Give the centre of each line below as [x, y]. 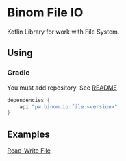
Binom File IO [45, 13]
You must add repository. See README [62, 88]
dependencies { [29, 100]
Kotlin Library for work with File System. [63, 32]
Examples [28, 134]
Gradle [18, 73]
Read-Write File [29, 151]
